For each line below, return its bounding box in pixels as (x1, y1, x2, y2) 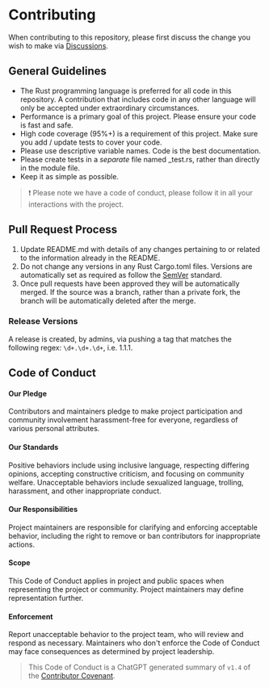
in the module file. (19, 163, 81, 173)
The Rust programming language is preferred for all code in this (19, 86, 232, 95)
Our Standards (8, 443, 59, 452)
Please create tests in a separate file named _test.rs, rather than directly (19, 154, 260, 164)
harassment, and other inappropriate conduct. (8, 486, 162, 496)
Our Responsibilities (8, 505, 78, 514)
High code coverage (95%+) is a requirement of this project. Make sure (19, 128, 258, 138)
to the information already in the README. (19, 253, 161, 262)
